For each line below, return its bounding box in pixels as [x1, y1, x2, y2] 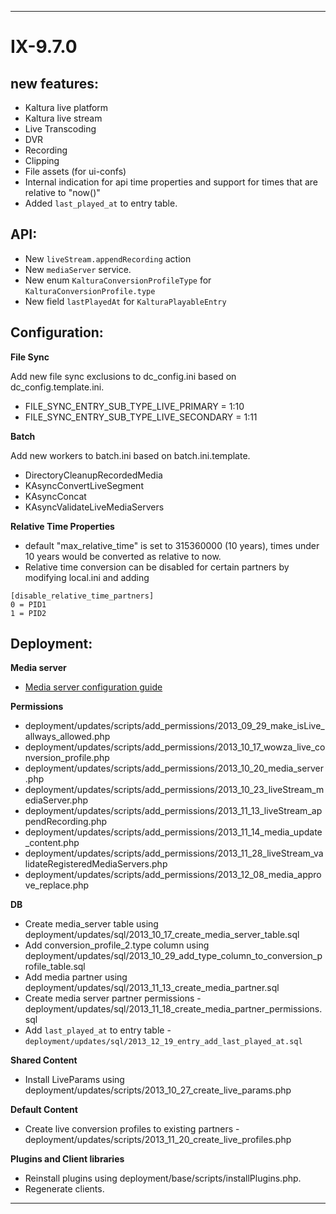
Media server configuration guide [24, 681, 163, 693]
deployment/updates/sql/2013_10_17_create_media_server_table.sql [24, 929, 300, 941]
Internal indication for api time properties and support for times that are [24, 176, 318, 188]
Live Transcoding [24, 123, 97, 135]
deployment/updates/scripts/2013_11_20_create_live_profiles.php [24, 1134, 292, 1146]
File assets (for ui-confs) [24, 166, 127, 177]
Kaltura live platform [24, 102, 109, 113]
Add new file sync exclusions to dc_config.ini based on [10, 370, 237, 382]
